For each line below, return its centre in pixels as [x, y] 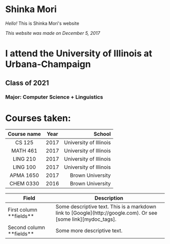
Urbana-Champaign [48, 64]
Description [109, 198]
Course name [25, 134]
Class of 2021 [27, 83]
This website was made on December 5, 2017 [53, 33]
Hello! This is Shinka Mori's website [42, 23]
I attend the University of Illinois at [79, 54]
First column [23, 210]
